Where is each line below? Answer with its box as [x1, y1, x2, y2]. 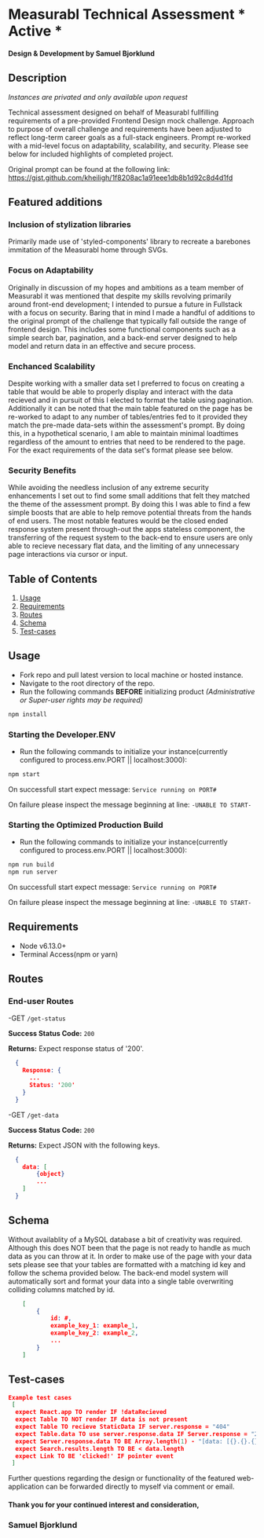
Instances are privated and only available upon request [8, 92, 189, 101]
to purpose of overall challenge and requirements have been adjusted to [8, 124, 242, 134]
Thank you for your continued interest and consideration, [8, 1500, 200, 1509]
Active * [8, 22, 63, 40]
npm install [8, 710, 47, 718]
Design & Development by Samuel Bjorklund [8, 49, 156, 58]
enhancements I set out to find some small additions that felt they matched [8, 491, 250, 500]
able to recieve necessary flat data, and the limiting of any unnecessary [8, 541, 240, 551]
